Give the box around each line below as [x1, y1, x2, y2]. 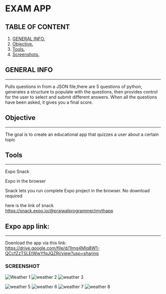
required [5, 193, 23, 199]
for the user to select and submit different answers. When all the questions [5, 94, 157, 100]
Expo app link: [5, 222, 50, 230]
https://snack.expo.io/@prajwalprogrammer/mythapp [5, 208, 114, 214]
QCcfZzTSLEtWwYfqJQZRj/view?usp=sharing [5, 251, 99, 256]
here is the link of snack [5, 203, 54, 209]
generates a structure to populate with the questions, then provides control [5, 88, 158, 94]
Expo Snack [5, 168, 30, 174]
